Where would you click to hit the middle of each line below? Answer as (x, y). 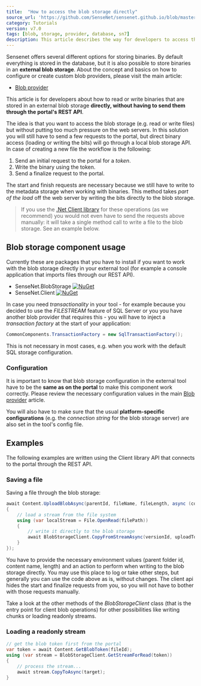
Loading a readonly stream (46, 631)
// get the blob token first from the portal (64, 644)
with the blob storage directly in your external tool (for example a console (97, 268)
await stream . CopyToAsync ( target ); (61, 672)
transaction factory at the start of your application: (69, 323)
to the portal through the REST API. (49, 464)
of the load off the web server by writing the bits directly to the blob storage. (100, 198)
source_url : (21, 17)
